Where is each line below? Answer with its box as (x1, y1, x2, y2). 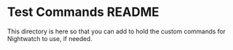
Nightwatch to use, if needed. (7, 34, 93, 42)
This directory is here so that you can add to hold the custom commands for (7, 27, 226, 35)
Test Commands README (7, 4, 160, 20)
